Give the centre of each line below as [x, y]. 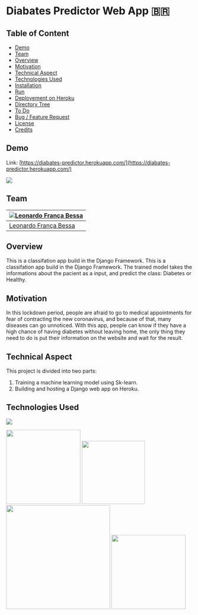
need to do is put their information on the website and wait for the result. [95, 338]
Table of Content [38, 33]
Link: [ [14, 162]
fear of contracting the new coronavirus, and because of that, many [89, 319]
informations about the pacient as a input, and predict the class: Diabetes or [99, 273]
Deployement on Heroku [44, 98]
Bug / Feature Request [42, 117]
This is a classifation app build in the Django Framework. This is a [86, 261]
